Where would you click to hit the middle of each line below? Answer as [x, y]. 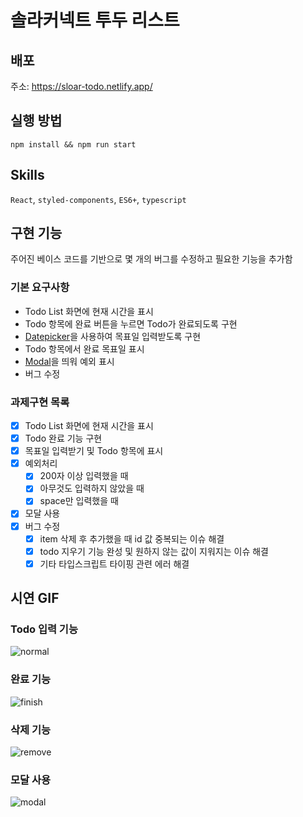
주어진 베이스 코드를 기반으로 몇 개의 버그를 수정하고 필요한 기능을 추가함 [151, 259]
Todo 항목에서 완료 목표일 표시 [84, 348]
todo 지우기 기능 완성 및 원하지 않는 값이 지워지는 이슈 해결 [154, 551]
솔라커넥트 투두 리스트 [95, 20]
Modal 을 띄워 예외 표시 [69, 361]
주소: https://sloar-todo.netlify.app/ [81, 86]
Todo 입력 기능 [44, 629]
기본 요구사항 [40, 288]
